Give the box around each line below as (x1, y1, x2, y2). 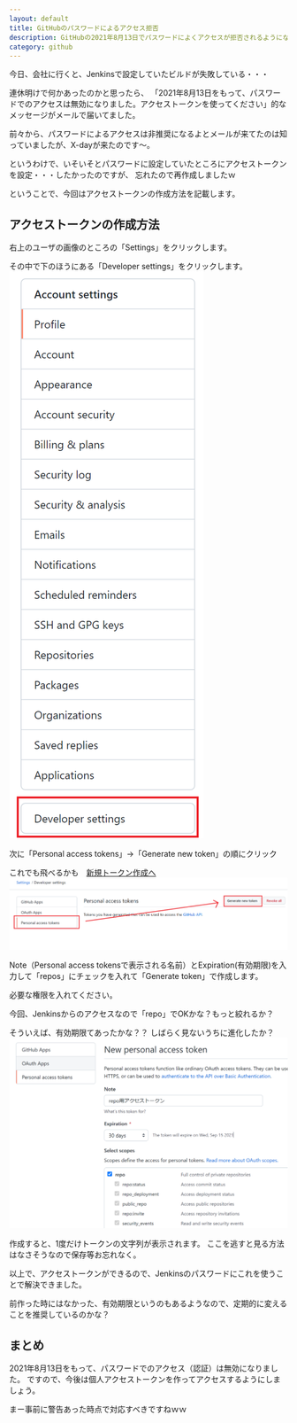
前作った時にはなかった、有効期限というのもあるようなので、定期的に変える (9, 1298, 288, 1309)
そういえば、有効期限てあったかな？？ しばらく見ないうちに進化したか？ (9, 1028, 275, 1038)
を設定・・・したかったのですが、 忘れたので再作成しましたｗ (9, 169, 236, 181)
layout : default (9, 14, 69, 23)
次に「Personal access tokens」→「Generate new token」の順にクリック (9, 849, 278, 859)
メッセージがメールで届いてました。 (9, 110, 141, 121)
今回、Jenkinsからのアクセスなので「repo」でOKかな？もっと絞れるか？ (9, 1008, 274, 1019)
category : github (9, 43, 73, 51)
